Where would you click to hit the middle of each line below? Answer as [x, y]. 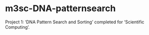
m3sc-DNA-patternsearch [60, 9]
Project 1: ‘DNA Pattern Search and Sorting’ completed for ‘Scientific [75, 22]
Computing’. [17, 27]
